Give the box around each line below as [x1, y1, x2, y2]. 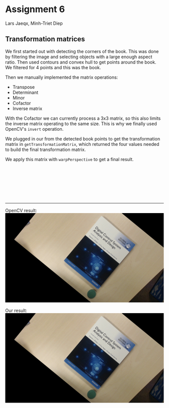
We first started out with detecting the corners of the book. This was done [5, 48, 159, 54]
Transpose [12, 84, 35, 90]
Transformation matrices [5, 35, 86, 43]
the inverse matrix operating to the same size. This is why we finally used [5, 120, 157, 127]
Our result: [5, 308, 28, 314]
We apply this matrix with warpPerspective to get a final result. [5, 156, 134, 162]
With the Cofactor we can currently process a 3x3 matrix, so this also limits [5, 115, 161, 121]
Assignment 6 [5, 4, 65, 15]
